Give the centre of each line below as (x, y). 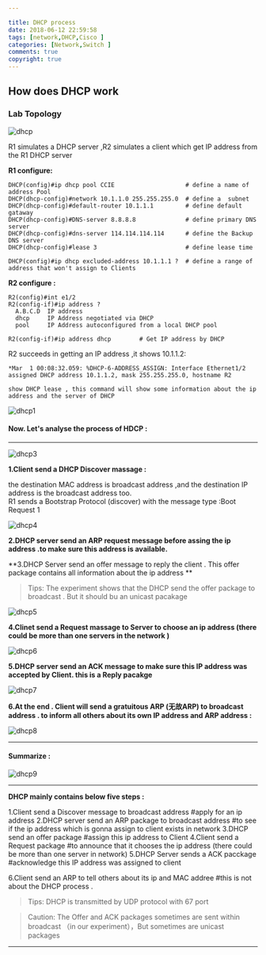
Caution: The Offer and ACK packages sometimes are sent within (133, 917)
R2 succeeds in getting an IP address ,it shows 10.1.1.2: (97, 353)
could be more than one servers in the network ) (89, 636)
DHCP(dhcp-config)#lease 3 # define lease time (131, 247)
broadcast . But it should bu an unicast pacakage (107, 596)
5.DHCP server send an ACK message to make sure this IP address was (128, 666)
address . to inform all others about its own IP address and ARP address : (130, 715)
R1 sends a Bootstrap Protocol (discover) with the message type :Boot (122, 501)
